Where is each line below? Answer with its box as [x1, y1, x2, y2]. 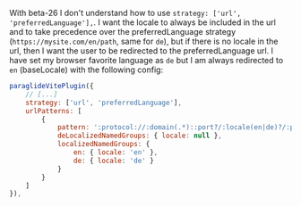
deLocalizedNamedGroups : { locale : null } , [56, 131, 222, 141]
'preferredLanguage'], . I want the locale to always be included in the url [9, 17, 276, 28]
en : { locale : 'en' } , [73, 148, 159, 157]
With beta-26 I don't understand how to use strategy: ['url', [9, 8, 242, 18]
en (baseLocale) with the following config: [9, 64, 164, 75]
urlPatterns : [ [25, 106, 82, 115]
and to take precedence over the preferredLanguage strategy [9, 27, 236, 37]
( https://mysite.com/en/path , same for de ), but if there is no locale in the [9, 36, 279, 46]
